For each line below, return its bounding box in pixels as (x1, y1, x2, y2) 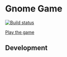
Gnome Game (5, 3, 63, 14)
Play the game (5, 29, 35, 35)
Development (5, 43, 48, 52)
